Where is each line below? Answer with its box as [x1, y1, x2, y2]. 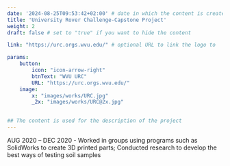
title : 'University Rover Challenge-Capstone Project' [7, 16, 167, 23]
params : [7, 54, 29, 61]
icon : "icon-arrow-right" [31, 67, 106, 73]
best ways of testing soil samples [7, 150, 101, 158]
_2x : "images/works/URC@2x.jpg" [31, 99, 125, 106]
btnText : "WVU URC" [31, 73, 88, 80]
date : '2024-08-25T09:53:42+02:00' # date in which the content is [7, 10, 204, 17]
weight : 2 [7, 23, 36, 29]
